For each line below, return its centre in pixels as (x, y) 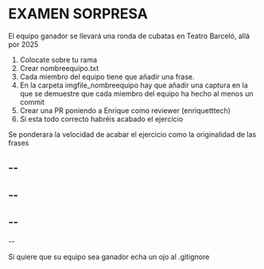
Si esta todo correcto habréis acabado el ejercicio (101, 119)
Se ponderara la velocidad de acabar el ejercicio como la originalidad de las (132, 134)
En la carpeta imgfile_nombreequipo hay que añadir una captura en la (134, 85)
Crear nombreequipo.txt (59, 68)
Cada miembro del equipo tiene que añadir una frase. (107, 76)
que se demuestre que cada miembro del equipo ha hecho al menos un (136, 93)
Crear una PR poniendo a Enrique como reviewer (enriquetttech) (125, 110)
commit (32, 102)
